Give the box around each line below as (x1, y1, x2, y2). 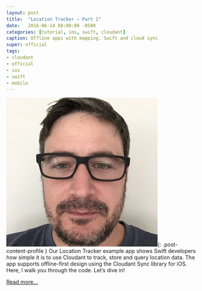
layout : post (6, 10, 39, 16)
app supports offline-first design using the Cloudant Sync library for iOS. (6, 260, 187, 267)
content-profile (6, 247, 44, 255)
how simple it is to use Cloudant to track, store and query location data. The (6, 254, 195, 261)
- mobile (6, 80, 28, 86)
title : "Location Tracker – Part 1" (6, 16, 102, 22)
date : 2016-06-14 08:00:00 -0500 (6, 22, 96, 28)
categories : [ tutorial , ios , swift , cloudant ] (6, 29, 126, 35)
